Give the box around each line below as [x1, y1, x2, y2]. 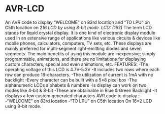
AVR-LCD [5, 3, 45, 14]
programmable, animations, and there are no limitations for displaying [5, 56, 146, 62]
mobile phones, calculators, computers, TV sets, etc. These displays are [5, 40, 152, 46]
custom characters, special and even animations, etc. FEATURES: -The [5, 61, 149, 67]
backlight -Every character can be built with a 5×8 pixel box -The [5, 77, 137, 83]
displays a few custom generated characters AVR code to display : [5, 92, 140, 99]
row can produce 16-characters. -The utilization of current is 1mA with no [5, 72, 154, 77]
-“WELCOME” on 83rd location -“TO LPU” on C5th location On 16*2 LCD [5, 98, 152, 104]
